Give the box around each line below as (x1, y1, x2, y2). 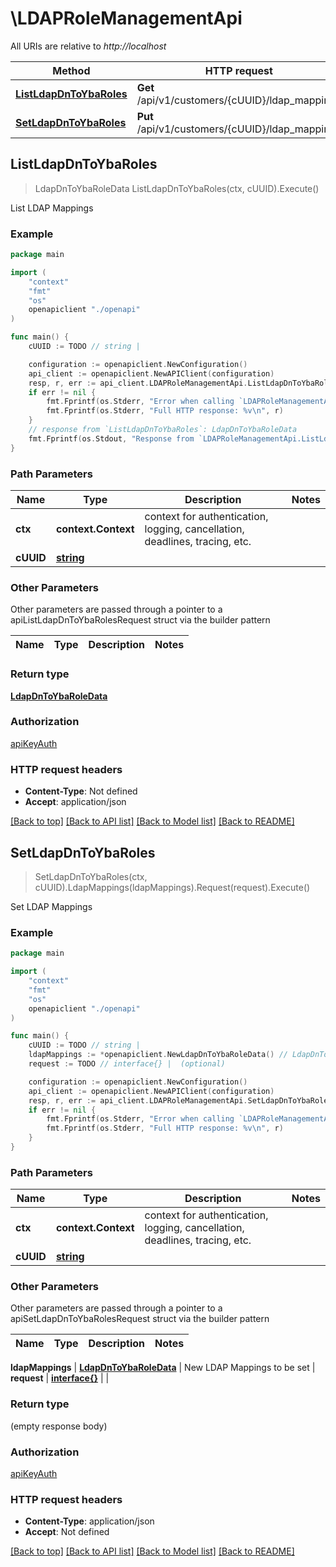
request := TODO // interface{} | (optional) (28, 1059, 226, 1069)
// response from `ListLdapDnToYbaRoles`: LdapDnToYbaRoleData (28, 425, 298, 435)
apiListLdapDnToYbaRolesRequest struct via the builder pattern (10, 614, 271, 626)
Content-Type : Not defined (24, 785, 138, 797)
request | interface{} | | (10, 1372, 110, 1384)
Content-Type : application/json (24, 1515, 155, 1527)
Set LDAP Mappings (10, 900, 93, 912)
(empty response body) (10, 1420, 108, 1432)
